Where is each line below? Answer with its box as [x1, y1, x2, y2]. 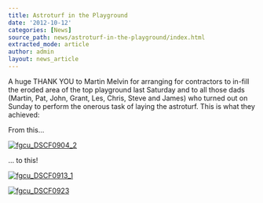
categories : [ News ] [8, 26, 72, 34]
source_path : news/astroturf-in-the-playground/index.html [8, 33, 206, 42]
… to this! [8, 155, 38, 165]
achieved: [8, 110, 40, 119]
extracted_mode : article [8, 41, 89, 49]
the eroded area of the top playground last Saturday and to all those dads [8, 85, 245, 94]
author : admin [8, 48, 55, 56]
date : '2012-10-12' [8, 19, 72, 27]
